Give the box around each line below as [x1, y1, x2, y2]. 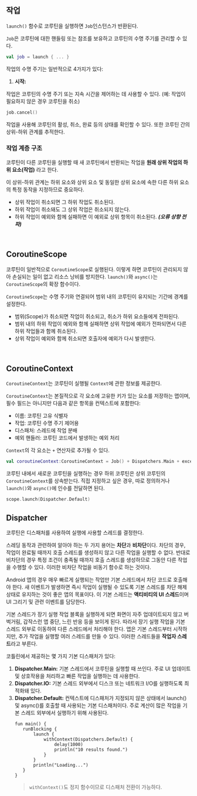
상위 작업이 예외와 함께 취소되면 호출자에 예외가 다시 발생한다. [14, 335, 156, 342]
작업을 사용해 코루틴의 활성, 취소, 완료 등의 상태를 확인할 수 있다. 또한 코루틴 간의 [6, 121, 191, 128]
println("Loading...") [33, 762, 89, 768]
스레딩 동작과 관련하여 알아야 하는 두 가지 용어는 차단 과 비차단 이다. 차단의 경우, [6, 542, 186, 549]
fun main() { [14, 721, 47, 727]
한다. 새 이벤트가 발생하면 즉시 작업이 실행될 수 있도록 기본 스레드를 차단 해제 [12, 584, 188, 591]
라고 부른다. [11, 640, 38, 647]
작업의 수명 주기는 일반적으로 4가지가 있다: [6, 65, 104, 72]
